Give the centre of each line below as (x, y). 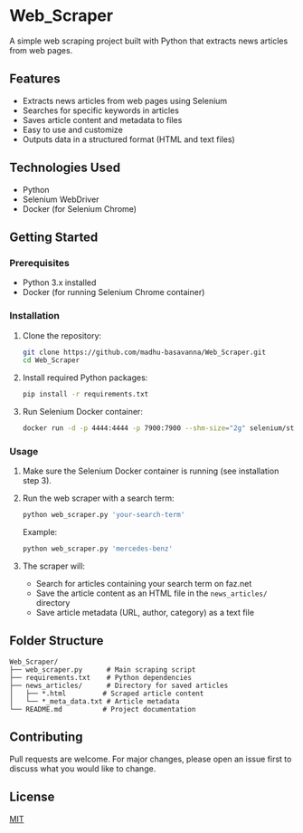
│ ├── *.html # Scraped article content (107, 694)
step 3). (37, 481)
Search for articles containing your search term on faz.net (144, 584)
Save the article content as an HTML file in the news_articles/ (151, 593)
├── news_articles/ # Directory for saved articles (119, 685)
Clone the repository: (62, 335)
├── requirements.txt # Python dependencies (101, 677)
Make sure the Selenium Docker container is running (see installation (151, 471)
